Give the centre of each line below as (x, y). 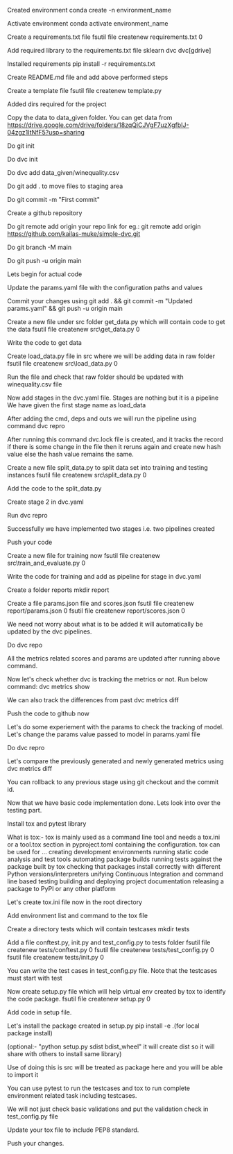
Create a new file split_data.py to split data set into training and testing (107, 467)
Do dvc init (23, 159)
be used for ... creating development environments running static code (108, 852)
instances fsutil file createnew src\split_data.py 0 (77, 475)
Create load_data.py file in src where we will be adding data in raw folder (111, 356)
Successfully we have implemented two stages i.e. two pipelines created (111, 529)
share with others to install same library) (64, 1054)
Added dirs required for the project (57, 104)
